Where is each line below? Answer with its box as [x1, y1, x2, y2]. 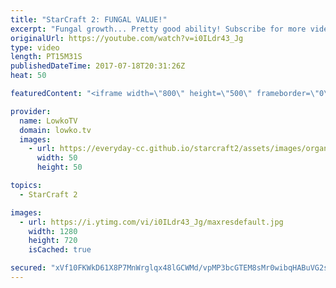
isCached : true [28, 245, 92, 255]
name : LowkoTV [19, 116, 78, 126]
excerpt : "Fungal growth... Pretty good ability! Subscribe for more [10, 24, 307, 34]
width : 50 [36, 153, 78, 163]
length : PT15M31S [10, 52, 83, 62]
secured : [10, 263, 47, 273]
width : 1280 [28, 226, 78, 236]
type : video [10, 42, 60, 53]
